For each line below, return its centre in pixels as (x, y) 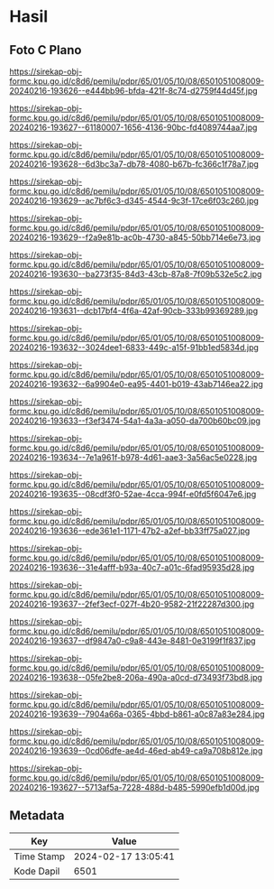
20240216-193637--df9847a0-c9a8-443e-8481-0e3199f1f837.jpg (132, 641)
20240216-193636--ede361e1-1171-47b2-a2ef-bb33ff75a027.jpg (130, 531)
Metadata (37, 815)
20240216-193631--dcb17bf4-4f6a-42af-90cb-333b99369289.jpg (134, 310)
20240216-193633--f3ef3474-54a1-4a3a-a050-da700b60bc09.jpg (135, 421)
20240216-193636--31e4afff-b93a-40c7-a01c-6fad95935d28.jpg (132, 567)
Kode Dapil (37, 871)
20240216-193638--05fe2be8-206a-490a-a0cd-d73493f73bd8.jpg (136, 677)
